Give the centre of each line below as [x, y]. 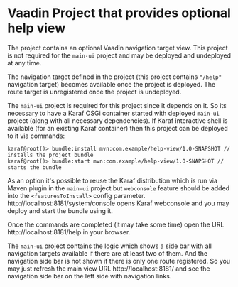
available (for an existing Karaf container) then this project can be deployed [118, 128]
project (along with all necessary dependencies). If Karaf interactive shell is [118, 120]
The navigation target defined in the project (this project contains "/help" [115, 77]
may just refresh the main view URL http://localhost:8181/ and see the [109, 269]
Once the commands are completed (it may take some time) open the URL [116, 224]
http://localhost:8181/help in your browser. [69, 232]
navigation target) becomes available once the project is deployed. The [112, 84]
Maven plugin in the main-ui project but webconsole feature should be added [118, 188]
